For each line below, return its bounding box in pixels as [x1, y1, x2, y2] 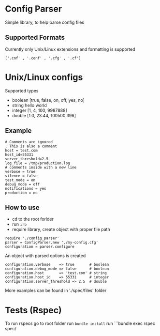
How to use [5, 203, 40, 212]
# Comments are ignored [5, 139, 53, 144]
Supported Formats [5, 33, 65, 42]
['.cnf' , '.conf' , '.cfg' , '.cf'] [5, 56, 81, 61]
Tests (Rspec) [5, 305, 62, 316]
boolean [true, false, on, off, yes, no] [12, 97, 85, 103]
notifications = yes [5, 186, 47, 191]
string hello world [12, 102, 47, 108]
